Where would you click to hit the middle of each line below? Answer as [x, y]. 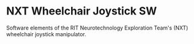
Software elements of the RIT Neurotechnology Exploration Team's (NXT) [97, 28]
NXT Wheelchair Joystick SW [82, 11]
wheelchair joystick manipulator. [46, 34]
